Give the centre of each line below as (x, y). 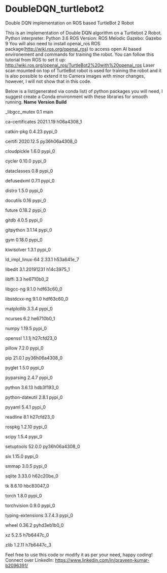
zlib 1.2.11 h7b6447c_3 (28, 545)
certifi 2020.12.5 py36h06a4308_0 (41, 141)
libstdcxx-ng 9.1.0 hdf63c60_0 (37, 299)
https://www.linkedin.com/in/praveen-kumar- (102, 560)
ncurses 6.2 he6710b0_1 (30, 319)
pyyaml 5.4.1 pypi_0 (26, 407)
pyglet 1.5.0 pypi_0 (25, 368)
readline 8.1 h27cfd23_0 (30, 417)
